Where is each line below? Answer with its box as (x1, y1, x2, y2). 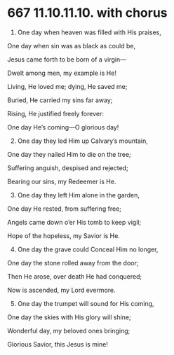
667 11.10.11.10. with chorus (7, 5, 168, 21)
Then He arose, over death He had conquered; (7, 272, 142, 281)
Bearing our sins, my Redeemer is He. (7, 177, 116, 186)
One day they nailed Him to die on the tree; (7, 150, 131, 158)
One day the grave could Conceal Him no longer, (17, 245, 159, 253)
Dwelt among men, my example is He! (7, 69, 117, 77)
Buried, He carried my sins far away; (7, 96, 113, 104)
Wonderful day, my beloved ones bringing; (7, 326, 130, 335)
